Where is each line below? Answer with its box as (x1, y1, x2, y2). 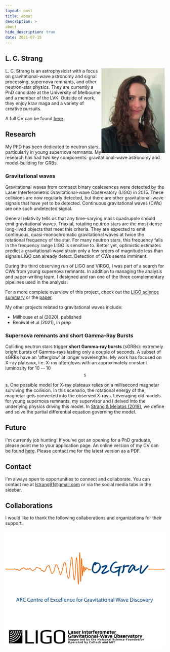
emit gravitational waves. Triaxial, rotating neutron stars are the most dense (5, 221, 163, 227)
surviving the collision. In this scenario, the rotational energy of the (5, 387, 145, 393)
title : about (5, 13, 33, 19)
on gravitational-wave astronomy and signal (5, 73, 97, 79)
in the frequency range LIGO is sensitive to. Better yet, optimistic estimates (5, 242, 161, 248)
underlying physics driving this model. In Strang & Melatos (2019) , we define (5, 403, 164, 409)
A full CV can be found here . (5, 115, 65, 121)
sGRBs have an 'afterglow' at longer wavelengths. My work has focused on (5, 354, 162, 360)
